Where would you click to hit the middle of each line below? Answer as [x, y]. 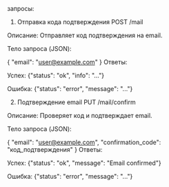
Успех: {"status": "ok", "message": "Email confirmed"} [84, 163]
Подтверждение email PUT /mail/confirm [76, 102]
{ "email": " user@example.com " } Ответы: [67, 62]
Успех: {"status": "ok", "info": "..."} [56, 75]
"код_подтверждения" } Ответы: [55, 149]
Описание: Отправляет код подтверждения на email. [85, 35]
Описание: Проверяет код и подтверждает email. [80, 116]
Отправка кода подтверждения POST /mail [80, 22]
